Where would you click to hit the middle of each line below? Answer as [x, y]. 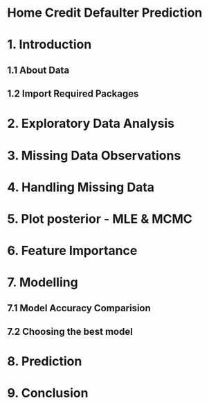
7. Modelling [43, 282]
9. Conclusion [48, 393]
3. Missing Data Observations [94, 155]
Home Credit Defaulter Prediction [105, 13]
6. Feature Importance [72, 251]
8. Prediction [45, 362]
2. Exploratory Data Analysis [91, 124]
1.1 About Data [38, 70]
